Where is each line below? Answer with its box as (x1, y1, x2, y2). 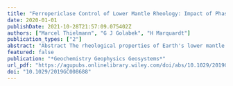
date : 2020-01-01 (7, 17, 58, 24)
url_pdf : (7, 62, 33, 69)
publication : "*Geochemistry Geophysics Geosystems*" (7, 55, 166, 62)
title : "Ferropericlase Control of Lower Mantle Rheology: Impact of (7, 10, 213, 17)
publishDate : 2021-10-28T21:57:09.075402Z (7, 23, 132, 30)
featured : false (7, 49, 54, 56)
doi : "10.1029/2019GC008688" (7, 68, 92, 75)
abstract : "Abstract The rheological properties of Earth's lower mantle (7, 42, 225, 49)
